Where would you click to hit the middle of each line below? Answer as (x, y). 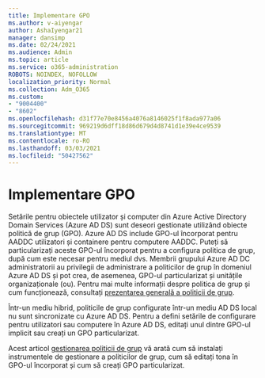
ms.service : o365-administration (63, 67)
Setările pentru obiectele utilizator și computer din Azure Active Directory (127, 217)
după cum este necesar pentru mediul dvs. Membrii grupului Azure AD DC (129, 259)
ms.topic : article (38, 60)
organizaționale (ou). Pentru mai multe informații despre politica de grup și (129, 284)
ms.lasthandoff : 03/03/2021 (55, 148)
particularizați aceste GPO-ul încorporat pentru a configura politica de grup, (132, 250)
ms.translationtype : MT (47, 133)
